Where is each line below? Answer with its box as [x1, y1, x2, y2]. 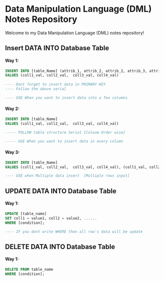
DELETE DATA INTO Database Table [5, 243, 115, 251]
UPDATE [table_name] [5, 211, 47, 216]
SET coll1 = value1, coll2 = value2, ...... [5, 216, 97, 221]
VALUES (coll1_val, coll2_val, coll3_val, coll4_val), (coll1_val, [5, 165, 147, 169]
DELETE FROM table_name [5, 267, 54, 272]
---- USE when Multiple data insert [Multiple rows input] [5, 173, 130, 178]
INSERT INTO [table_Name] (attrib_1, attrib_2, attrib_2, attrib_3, [5, 68, 147, 74]
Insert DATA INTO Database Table [5, 44, 109, 52]
